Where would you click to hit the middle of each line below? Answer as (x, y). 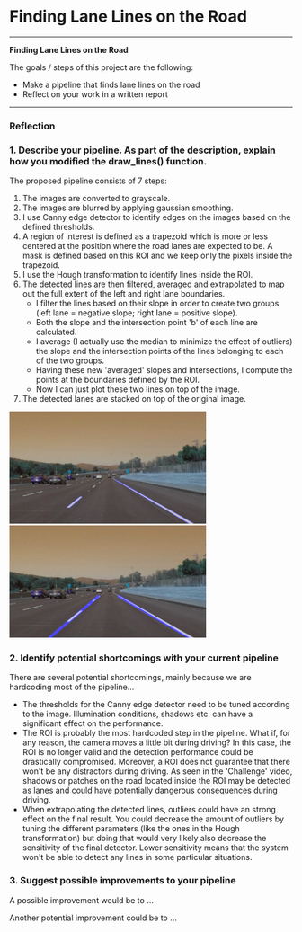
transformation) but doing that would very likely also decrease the (144, 839)
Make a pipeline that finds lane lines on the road (111, 84)
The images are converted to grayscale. (96, 199)
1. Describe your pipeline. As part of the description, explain (142, 150)
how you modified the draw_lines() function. (108, 161)
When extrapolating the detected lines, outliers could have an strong (149, 810)
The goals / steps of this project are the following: (101, 67)
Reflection (32, 126)
